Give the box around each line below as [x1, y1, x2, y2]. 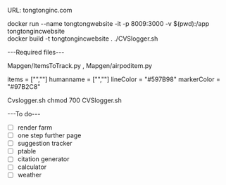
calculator [17, 163, 47, 171]
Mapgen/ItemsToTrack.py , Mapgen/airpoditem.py [7, 62, 153, 69]
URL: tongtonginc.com [7, 6, 73, 14]
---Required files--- [7, 48, 65, 56]
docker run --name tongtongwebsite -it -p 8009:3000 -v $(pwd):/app [7, 20, 210, 27]
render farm [17, 123, 53, 132]
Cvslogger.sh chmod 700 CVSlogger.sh [7, 96, 122, 104]
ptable [17, 147, 37, 156]
